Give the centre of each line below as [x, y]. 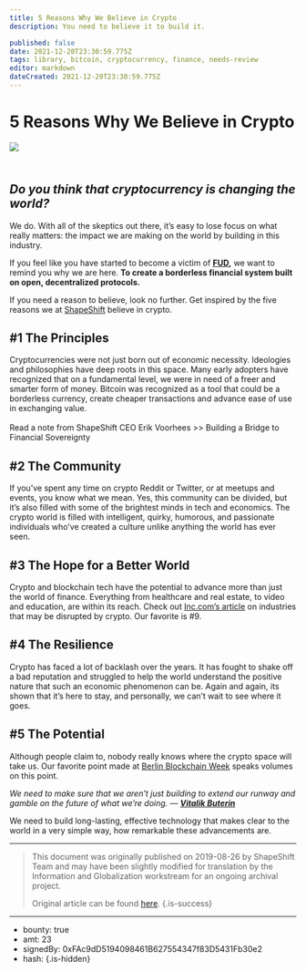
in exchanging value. [48, 408]
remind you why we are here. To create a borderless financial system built [151, 272]
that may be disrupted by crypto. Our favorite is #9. [106, 616]
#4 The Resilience [61, 645]
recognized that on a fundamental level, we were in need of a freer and [143, 379]
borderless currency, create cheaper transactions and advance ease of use [151, 398]
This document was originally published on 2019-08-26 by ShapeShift [163, 856]
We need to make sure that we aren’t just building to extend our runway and [153, 793]
